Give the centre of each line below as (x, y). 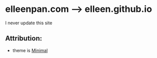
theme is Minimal (30, 50)
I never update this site (29, 23)
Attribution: (24, 38)
